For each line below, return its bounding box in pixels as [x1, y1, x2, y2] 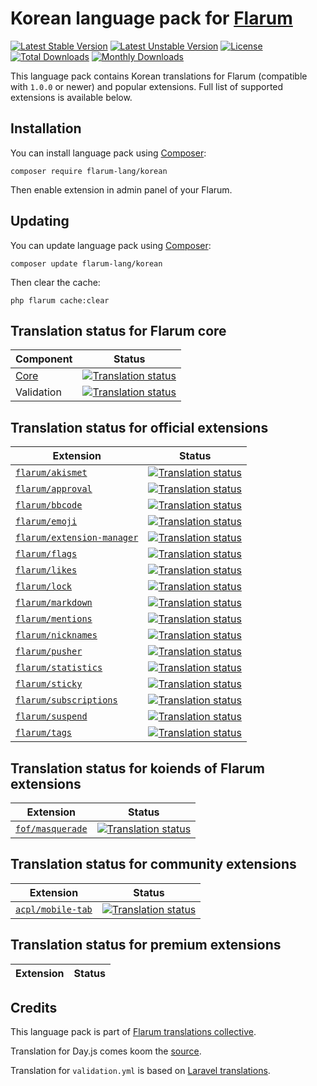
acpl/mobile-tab [15, 903, 93, 915]
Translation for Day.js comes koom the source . [10, 1045, 202, 1057]
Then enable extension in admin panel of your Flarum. [10, 183, 233, 196]
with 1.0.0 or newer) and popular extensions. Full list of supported [10, 80, 284, 92]
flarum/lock [15, 581, 73, 592]
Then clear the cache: [10, 276, 101, 288]
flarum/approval [15, 483, 93, 495]
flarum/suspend [15, 711, 88, 722]
